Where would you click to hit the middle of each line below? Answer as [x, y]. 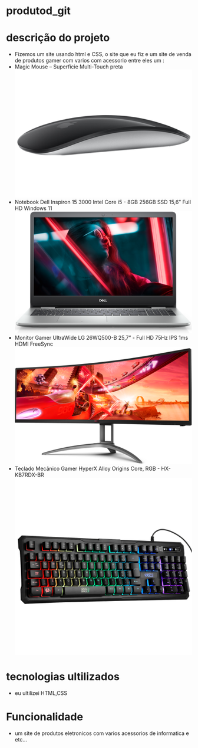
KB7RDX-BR [29, 475]
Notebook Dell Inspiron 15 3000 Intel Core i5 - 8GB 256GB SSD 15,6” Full [103, 202]
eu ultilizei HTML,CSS [41, 693]
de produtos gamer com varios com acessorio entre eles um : [89, 61]
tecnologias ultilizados [63, 677]
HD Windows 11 [33, 208]
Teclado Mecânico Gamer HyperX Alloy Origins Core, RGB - [87, 468]
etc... [21, 739]
